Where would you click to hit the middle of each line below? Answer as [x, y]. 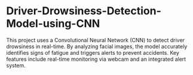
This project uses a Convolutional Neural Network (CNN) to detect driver [96, 40]
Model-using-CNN [53, 24]
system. [16, 65]
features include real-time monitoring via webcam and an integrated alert [96, 59]
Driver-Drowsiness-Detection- [84, 11]
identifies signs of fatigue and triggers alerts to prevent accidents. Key [93, 52]
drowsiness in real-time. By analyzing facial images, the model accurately [97, 46]
